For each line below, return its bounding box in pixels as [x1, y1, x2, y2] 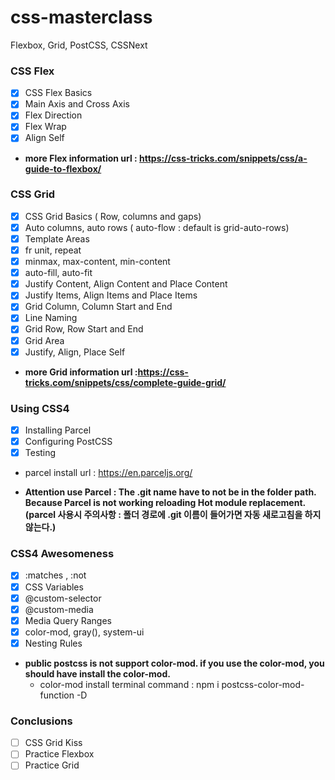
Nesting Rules [24, 637, 83, 649]
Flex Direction [24, 109, 83, 121]
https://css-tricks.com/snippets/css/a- [139, 152, 308, 164]
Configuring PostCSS [24, 436, 113, 448]
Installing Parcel [24, 424, 92, 436]
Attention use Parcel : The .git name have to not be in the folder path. [24, 486, 317, 498]
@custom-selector [24, 592, 102, 604]
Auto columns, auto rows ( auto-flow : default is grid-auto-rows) [24, 221, 290, 233]
